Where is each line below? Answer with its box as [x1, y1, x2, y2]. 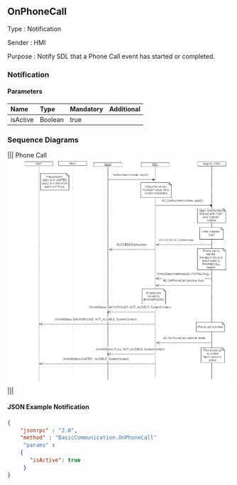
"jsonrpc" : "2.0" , [20, 427, 78, 434]
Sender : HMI [7, 38, 46, 47]
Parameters [7, 87, 43, 96]
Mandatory [70, 105, 104, 113]
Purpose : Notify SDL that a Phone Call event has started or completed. [7, 52, 215, 60]
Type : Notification [7, 24, 62, 33]
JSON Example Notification [7, 403, 90, 411]
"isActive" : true [29, 457, 81, 464]
